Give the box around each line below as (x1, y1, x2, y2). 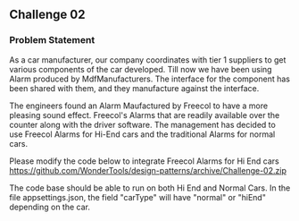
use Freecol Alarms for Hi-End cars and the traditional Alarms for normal (9, 129, 276, 140)
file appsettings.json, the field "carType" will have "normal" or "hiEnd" (9, 191, 266, 202)
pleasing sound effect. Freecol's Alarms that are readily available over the (9, 109, 280, 120)
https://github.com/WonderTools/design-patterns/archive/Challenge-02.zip (9, 165, 287, 175)
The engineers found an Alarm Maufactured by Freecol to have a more (9, 100, 269, 111)
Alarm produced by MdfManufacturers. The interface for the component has (9, 73, 291, 84)
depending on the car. (9, 201, 91, 212)
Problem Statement (9, 34, 96, 47)
